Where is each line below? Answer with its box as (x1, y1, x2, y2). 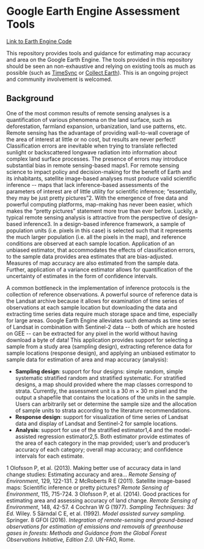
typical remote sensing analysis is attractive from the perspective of (6, 213, 177, 221)
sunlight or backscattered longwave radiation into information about (6, 148, 177, 156)
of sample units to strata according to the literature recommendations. (15, 406, 192, 414)
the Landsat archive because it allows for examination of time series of (6, 297, 184, 305)
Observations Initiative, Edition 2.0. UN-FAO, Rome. (6, 536, 136, 543)
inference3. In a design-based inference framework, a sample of (23, 220, 186, 227)
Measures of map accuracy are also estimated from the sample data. (6, 259, 180, 267)
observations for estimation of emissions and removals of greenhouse (6, 523, 183, 530)
